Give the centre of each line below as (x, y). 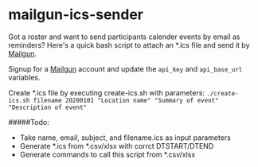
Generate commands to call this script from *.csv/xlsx (107, 154)
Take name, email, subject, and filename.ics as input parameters (125, 138)
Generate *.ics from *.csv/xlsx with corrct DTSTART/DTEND (117, 146)
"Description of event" (48, 107)
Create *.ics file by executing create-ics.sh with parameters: (107, 92)
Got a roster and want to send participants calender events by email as (124, 37)
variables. (24, 77)
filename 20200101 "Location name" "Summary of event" (126, 100)
